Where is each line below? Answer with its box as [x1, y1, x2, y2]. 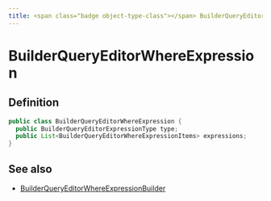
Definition [8, 96, 59, 110]
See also [8, 162, 52, 176]
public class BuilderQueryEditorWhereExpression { [8, 117, 182, 125]
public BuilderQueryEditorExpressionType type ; [15, 124, 179, 133]
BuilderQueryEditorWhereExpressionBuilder [19, 183, 166, 193]
